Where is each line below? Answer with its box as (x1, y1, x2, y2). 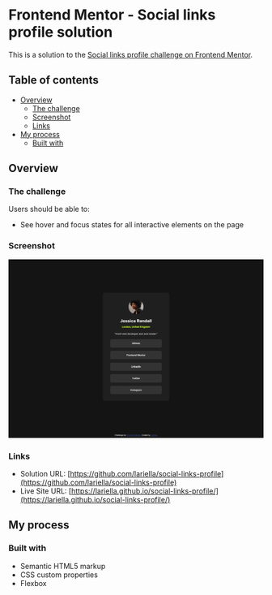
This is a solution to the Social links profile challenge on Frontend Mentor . (8, 50, 253, 59)
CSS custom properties (19, 570, 99, 580)
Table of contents (8, 73, 99, 87)
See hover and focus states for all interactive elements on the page (19, 220, 244, 230)
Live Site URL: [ (19, 485, 72, 496)
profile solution (8, 23, 113, 41)
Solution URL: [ (19, 468, 70, 478)
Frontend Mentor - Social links (8, 6, 216, 24)
